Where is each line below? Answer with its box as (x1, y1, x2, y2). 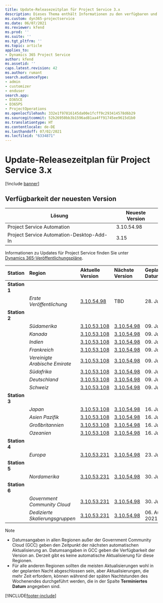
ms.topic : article (5, 43, 42, 48)
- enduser (5, 88, 25, 93)
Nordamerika (29, 473, 60, 480)
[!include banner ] (5, 181, 40, 187)
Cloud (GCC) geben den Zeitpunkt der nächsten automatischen (12, 542, 139, 548)
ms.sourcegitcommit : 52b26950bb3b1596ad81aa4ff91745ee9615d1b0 (5, 115, 136, 120)
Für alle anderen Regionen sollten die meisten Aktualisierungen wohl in (12, 563, 154, 569)
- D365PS (5, 102, 23, 107)
